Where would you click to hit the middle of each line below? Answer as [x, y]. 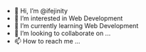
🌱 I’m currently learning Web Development [76, 26]
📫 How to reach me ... [47, 41]
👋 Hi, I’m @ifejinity [41, 11]
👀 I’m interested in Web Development [68, 18]
